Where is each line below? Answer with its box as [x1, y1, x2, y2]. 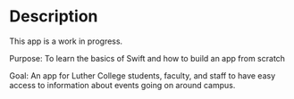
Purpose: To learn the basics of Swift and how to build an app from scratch [9, 53, 286, 63]
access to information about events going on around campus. [9, 79, 236, 90]
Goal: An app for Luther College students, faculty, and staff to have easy [9, 70, 276, 81]
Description [9, 6, 98, 27]
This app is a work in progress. [9, 36, 123, 46]
